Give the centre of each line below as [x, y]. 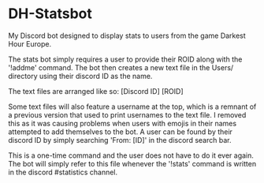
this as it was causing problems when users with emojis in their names [123, 123]
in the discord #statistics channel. [63, 172]
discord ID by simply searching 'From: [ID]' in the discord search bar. [120, 140]
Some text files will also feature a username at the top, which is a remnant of [132, 106]
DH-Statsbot [50, 14]
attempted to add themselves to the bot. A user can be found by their [120, 132]
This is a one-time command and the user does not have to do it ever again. [131, 155]
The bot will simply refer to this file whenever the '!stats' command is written [132, 163]
